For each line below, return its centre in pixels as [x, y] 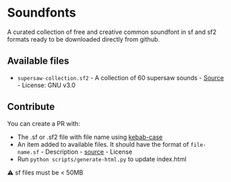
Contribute [31, 107]
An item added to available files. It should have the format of [103, 144]
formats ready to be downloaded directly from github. [84, 39]
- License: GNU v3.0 [46, 85]
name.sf [28, 152]
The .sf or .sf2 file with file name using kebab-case [90, 137]
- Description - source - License [86, 152]
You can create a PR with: [44, 123]
